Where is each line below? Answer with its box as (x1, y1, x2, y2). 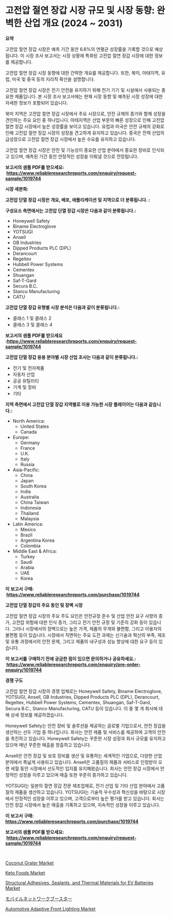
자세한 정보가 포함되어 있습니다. (5, 100, 68, 106)
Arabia (20, 564, 35, 570)
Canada (20, 428, 37, 435)
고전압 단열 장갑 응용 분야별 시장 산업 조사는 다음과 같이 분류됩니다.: (5, 354, 139, 360)
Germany (20, 440, 40, 446)
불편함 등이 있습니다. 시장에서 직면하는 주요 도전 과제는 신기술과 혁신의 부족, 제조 (5, 632, 166, 638)
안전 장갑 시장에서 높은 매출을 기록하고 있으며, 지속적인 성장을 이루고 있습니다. (5, 802, 161, 808)
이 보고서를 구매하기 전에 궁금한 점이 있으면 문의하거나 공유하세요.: (5, 656, 136, 662)
